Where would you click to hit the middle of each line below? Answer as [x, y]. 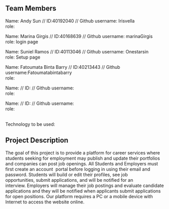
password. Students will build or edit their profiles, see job [67, 175]
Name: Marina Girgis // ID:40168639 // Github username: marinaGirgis [79, 36]
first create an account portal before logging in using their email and [78, 169]
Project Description [37, 140]
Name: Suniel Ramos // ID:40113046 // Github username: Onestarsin [77, 51]
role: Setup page [23, 57]
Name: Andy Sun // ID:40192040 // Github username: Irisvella [70, 21]
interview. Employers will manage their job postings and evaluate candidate [84, 185]
